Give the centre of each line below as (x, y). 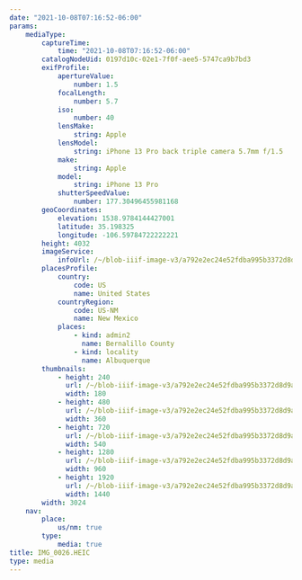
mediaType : (46, 34)
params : (24, 26)
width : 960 (86, 469)
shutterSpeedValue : (93, 193)
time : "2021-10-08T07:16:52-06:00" (124, 51)
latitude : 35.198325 (96, 227)
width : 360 (86, 419)
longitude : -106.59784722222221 (118, 235)
